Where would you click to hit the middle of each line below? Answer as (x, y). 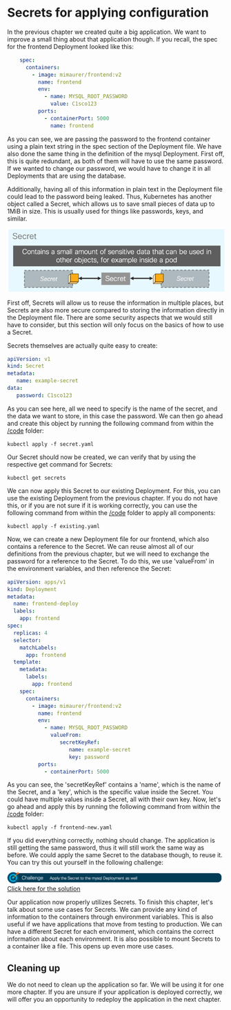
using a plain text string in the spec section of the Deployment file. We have (114, 146)
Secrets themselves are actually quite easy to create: (82, 345)
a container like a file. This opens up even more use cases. (91, 946)
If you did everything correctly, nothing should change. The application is (111, 841)
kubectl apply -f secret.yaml (51, 444)
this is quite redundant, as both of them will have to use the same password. (115, 161)
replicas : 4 (31, 633)
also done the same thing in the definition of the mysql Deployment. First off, (116, 153)
